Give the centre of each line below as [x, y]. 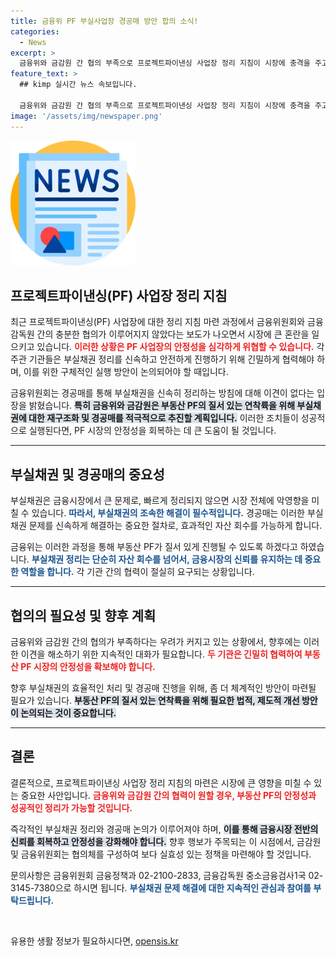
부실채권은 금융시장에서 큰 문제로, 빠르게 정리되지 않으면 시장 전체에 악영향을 [160, 501]
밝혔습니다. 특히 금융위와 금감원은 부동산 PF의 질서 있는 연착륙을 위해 [162, 406]
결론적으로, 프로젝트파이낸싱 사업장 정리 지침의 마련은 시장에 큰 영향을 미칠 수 [161, 782]
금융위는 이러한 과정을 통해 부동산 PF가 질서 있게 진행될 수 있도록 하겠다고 [154, 547]
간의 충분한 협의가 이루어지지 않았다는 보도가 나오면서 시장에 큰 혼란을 [173, 334]
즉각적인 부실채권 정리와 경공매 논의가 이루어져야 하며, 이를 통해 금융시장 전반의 [164, 829]
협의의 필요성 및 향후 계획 [83, 615]
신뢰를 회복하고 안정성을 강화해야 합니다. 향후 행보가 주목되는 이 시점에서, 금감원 [166, 841]
